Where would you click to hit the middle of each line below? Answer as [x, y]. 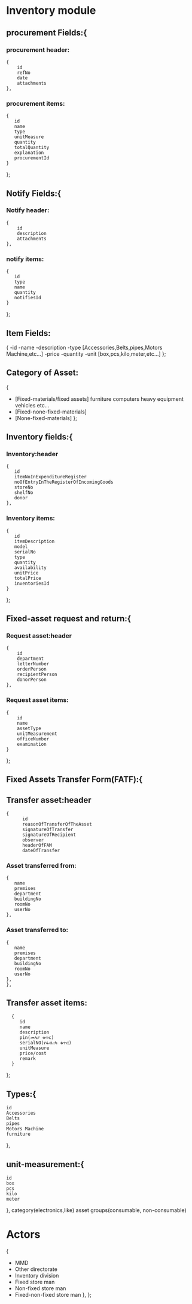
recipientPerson [37, 675]
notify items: [25, 259]
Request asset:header [39, 636]
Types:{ [21, 1094]
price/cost [33, 1053]
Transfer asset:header [49, 800]
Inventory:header [32, 454]
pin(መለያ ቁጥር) [37, 1038]
